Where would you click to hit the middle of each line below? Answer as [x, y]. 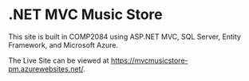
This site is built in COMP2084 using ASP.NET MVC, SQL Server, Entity [125, 37]
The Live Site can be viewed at [59, 60]
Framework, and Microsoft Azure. [63, 44]
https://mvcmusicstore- [150, 60]
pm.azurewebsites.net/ [46, 68]
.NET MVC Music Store [86, 15]
